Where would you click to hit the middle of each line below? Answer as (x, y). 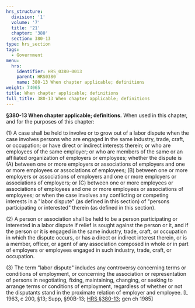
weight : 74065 (23, 88)
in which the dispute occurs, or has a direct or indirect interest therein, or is (97, 237)
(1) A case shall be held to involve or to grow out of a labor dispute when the (97, 133)
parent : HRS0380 (36, 77)
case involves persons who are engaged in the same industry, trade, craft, (95, 139)
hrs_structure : (25, 11)
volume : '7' (26, 22)
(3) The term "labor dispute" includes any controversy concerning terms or (96, 268)
